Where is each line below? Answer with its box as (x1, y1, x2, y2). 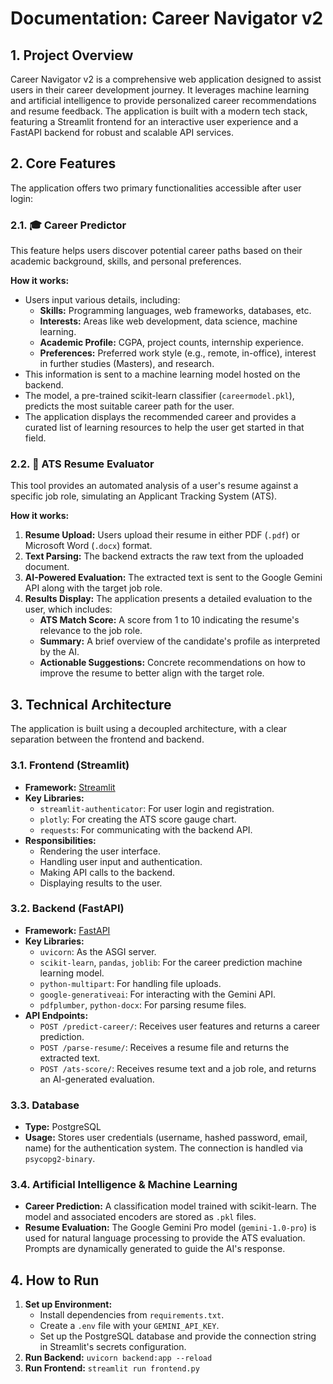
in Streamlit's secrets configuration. (39, 1341, 187, 1353)
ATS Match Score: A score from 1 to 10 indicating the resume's (39, 614, 300, 626)
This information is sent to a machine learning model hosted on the (24, 368, 301, 381)
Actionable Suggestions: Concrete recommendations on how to (39, 657, 306, 669)
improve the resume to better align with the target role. (39, 667, 265, 679)
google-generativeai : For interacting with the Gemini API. (39, 988, 276, 1000)
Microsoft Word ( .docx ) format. (24, 540, 153, 552)
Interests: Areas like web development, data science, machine (39, 315, 298, 327)
